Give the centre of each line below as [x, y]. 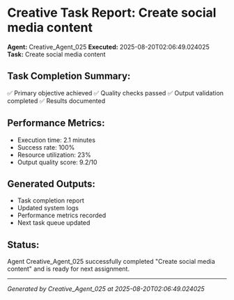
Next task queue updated [54, 223]
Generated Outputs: [52, 183]
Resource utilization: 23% [54, 155]
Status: [23, 245]
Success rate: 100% [46, 147]
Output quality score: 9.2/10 [57, 162]
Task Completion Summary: [69, 76]
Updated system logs [48, 208]
